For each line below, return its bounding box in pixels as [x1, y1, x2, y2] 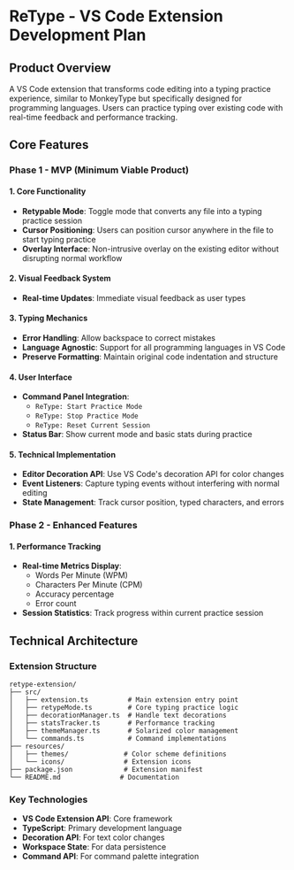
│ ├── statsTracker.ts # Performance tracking [9, 719, 215, 728]
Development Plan [9, 25, 147, 45]
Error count [34, 598, 77, 609]
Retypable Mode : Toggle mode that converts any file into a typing [21, 205, 262, 216]
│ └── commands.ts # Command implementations [9, 735, 227, 743]
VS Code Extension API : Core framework [21, 813, 173, 824]
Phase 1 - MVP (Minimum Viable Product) [9, 164, 190, 176]
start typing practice [21, 234, 97, 244]
